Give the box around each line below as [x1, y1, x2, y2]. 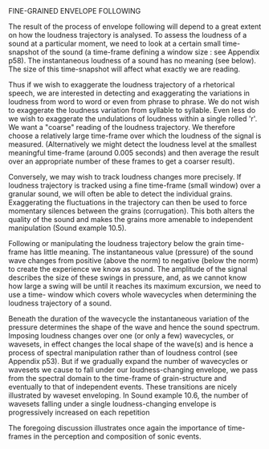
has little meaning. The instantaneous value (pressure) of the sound [29, 247, 254, 257]
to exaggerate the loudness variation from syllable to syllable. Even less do [8, 106, 256, 115]
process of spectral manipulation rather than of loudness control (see [8, 348, 238, 358]
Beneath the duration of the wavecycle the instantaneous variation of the [8, 314, 250, 323]
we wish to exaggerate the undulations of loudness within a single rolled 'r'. [8, 114, 258, 123]
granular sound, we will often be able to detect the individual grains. [8, 189, 233, 198]
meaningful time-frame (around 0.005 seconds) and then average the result [8, 148, 259, 157]
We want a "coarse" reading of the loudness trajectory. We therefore [8, 123, 235, 131]
